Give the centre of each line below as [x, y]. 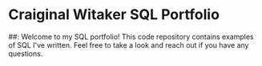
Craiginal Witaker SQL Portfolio [114, 15]
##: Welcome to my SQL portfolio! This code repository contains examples [131, 37]
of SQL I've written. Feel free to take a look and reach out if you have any [129, 45]
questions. [26, 53]
